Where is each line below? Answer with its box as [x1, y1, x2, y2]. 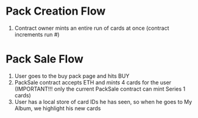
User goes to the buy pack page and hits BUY [14, 72, 130, 80]
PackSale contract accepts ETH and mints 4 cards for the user [14, 78, 172, 86]
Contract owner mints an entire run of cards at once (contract [14, 24, 169, 32]
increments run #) [14, 30, 60, 38]
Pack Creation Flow [5, 4, 106, 18]
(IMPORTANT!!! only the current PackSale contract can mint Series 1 [14, 85, 186, 92]
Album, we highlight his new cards [14, 105, 101, 112]
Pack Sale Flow [5, 52, 83, 66]
